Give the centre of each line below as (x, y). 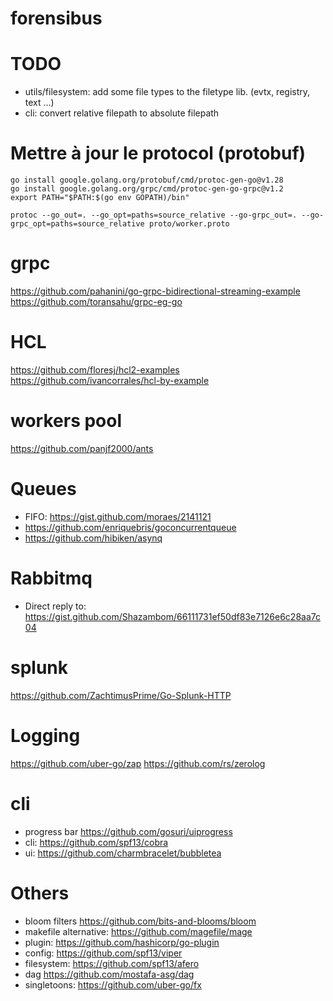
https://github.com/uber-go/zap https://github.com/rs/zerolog (138, 763)
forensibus (56, 18)
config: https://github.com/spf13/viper (103, 953)
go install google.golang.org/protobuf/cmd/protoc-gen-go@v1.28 (147, 180)
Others (40, 893)
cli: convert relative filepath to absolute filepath (122, 113)
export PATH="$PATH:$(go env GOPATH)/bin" (100, 198)
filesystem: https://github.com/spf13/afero (112, 963)
